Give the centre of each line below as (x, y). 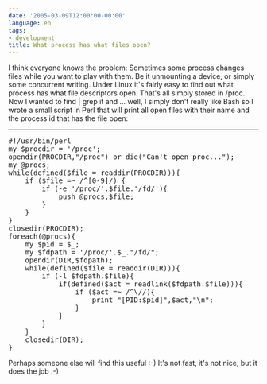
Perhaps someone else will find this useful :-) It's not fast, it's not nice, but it (133, 363)
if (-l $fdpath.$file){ (88, 276)
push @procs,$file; (96, 197)
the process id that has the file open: (68, 118)
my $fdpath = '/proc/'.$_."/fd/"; (92, 252)
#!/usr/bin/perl (40, 141)
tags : (17, 30)
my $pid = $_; (52, 244)
